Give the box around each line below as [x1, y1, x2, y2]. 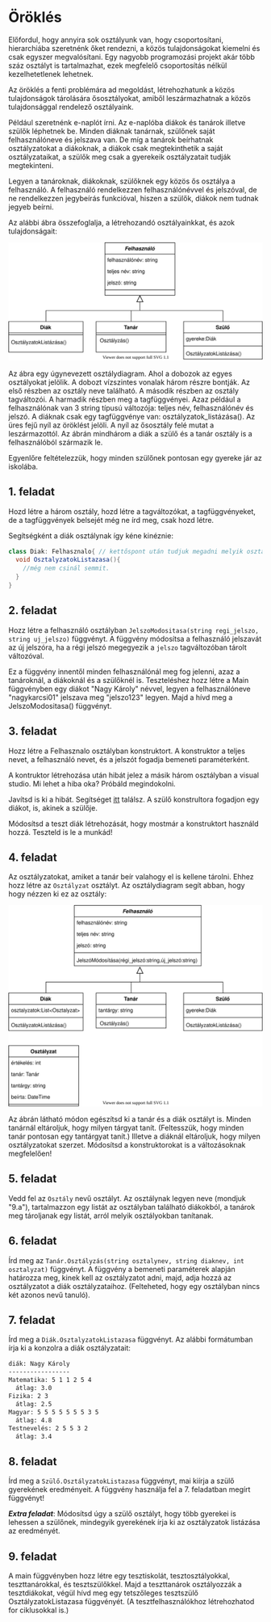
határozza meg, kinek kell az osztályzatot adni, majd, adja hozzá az [8, 1273, 232, 1283]
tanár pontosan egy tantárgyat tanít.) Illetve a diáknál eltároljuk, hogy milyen [8, 1131, 261, 1141]
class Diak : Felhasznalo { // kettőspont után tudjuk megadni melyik [8, 547, 244, 555]
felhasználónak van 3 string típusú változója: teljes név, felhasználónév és [8, 402, 254, 412]
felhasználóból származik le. [8, 437, 103, 447]
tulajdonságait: [8, 226, 58, 236]
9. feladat [8, 1549, 57, 1563]
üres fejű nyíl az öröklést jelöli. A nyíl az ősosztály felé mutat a [8, 420, 215, 430]
